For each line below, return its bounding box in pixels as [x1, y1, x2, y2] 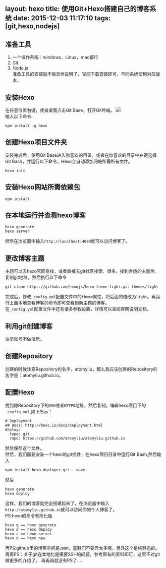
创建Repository [5, 352, 53, 361]
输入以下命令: [5, 114, 33, 120]
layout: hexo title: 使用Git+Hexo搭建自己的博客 [5, 4, 150, 13]
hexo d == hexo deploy [5, 527, 52, 532]
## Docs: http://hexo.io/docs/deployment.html [5, 423, 103, 428]
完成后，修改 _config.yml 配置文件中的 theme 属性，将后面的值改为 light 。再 [5, 294, 156, 300]
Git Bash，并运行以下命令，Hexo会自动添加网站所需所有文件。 [5, 158, 133, 164]
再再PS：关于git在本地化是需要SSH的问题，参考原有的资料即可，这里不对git [5, 551, 160, 557]
